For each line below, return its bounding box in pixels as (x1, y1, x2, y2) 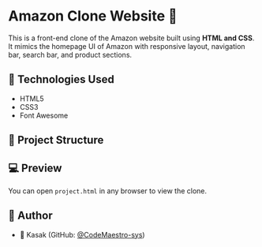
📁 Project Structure (8, 133, 104, 147)
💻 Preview (8, 161, 62, 174)
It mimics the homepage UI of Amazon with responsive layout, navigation (8, 41, 246, 51)
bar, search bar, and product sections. (8, 50, 133, 59)
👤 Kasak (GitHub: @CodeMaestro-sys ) (19, 230, 145, 239)
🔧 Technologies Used (8, 73, 114, 86)
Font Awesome (19, 110, 69, 120)
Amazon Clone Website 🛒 (8, 7, 178, 25)
